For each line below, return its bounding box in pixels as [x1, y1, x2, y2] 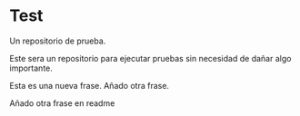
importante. [9, 63, 53, 73]
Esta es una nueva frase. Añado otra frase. [9, 80, 170, 91]
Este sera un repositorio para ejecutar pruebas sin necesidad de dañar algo [9, 53, 292, 63]
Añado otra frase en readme [9, 97, 115, 109]
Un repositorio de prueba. [9, 35, 106, 46]
